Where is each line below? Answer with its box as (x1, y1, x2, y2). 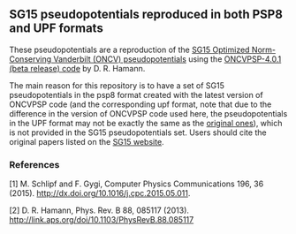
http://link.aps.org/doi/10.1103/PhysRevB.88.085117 (9, 215, 194, 225)
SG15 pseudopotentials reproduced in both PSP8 (9, 7, 283, 22)
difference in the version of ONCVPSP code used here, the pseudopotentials (9, 108, 288, 118)
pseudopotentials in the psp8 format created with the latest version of (9, 89, 263, 100)
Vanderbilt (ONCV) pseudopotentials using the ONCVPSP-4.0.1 (52, 53, 282, 64)
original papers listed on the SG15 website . (9, 136, 165, 147)
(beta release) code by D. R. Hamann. (9, 63, 146, 73)
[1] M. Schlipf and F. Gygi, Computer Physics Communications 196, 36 (9, 178, 264, 189)
